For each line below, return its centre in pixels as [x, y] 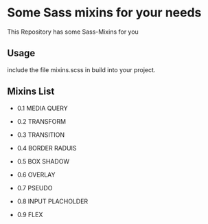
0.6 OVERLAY [36, 175]
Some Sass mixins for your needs [104, 13]
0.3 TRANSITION [41, 135]
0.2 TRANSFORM [42, 121]
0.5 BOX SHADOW [43, 161]
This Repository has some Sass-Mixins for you [73, 32]
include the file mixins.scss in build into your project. [81, 69]
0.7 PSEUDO [35, 188]
